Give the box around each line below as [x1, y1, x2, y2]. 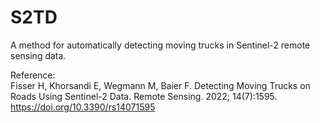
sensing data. [10, 49, 67, 61]
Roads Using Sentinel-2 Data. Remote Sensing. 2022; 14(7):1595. [10, 90, 278, 102]
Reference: [10, 69, 56, 81]
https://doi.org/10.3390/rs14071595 [10, 101, 156, 113]
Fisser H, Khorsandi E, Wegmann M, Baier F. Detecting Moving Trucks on [10, 79, 311, 91]
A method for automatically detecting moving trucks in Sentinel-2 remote [10, 39, 311, 51]
